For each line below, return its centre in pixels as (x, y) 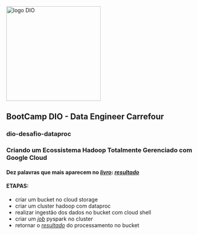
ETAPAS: (18, 186)
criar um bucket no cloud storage (56, 200)
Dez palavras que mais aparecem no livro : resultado (73, 172)
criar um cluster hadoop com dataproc (63, 206)
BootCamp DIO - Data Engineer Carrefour (85, 117)
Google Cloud (27, 158)
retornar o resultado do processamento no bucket (77, 225)
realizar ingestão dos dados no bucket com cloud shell (83, 213)
